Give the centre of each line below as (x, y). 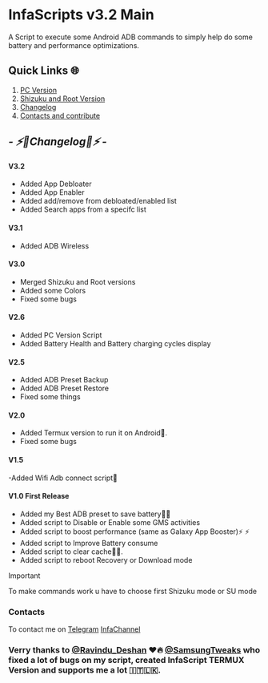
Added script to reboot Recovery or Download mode (106, 560)
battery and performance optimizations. (74, 45)
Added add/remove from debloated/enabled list (98, 201)
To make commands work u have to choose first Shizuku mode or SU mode (133, 591)
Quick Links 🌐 (44, 71)
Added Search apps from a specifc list (83, 209)
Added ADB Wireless (54, 245)
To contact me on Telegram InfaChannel (74, 629)
